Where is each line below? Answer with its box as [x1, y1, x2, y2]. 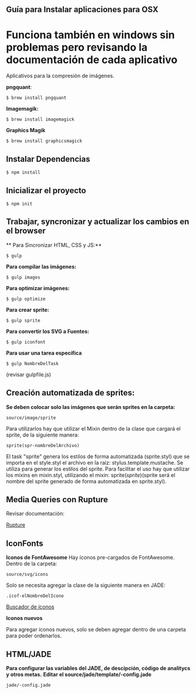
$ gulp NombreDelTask [6, 360, 59, 366]
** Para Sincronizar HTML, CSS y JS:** [6, 241, 102, 248]
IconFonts [6, 538, 44, 548]
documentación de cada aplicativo [6, 53, 178, 66]
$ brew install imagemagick [6, 116, 75, 122]
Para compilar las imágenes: [6, 263, 77, 270]
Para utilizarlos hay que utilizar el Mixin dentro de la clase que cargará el [6, 425, 181, 432]
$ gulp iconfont [6, 339, 46, 345]
